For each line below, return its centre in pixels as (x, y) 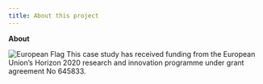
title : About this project (54, 16)
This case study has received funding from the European (161, 54)
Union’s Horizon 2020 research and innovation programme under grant (126, 62)
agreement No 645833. (47, 71)
